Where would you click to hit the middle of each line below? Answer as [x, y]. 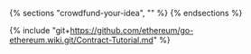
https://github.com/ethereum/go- [132, 30]
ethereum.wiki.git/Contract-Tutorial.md [81, 40]
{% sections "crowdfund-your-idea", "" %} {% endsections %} [126, 13]
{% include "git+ [40, 30]
